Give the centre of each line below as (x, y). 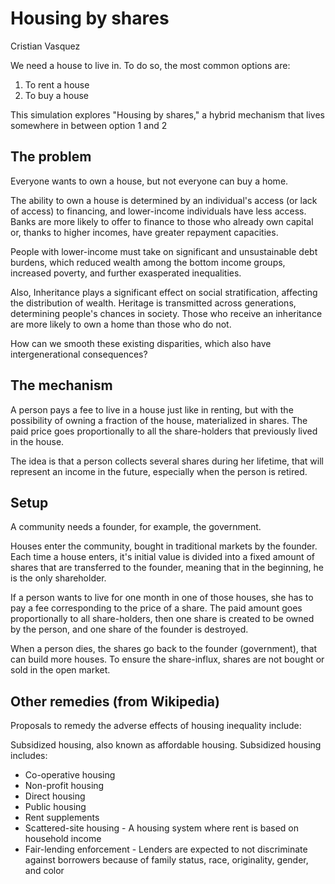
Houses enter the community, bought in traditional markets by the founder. (164, 546)
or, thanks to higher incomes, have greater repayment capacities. (144, 232)
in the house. (37, 441)
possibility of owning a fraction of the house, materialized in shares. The (159, 420)
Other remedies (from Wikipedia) (115, 701)
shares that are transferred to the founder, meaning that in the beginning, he (167, 568)
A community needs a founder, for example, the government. (136, 527)
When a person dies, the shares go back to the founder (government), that (164, 649)
